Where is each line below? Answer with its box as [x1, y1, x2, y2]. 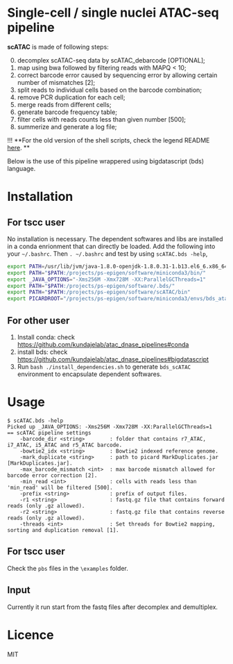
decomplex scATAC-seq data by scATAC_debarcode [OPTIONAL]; [17, 56, 206, 64]
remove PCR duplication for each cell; [17, 92, 126, 102]
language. [7, 164, 36, 172]
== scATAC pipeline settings [7, 429, 92, 436]
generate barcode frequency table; [17, 108, 118, 116]
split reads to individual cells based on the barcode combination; [17, 86, 202, 94]
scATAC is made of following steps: [7, 42, 109, 51]
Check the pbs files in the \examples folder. [7, 564, 128, 572]
